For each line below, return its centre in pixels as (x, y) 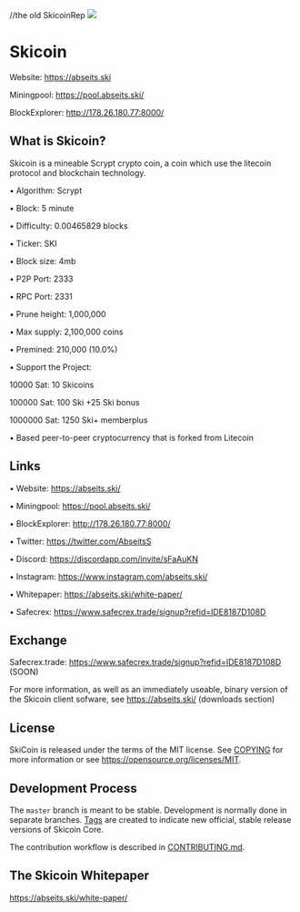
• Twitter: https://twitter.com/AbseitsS (80, 541)
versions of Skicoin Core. (57, 830)
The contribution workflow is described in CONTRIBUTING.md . (127, 847)
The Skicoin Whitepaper (80, 876)
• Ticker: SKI (33, 243)
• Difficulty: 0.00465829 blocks (69, 225)
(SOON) (24, 672)
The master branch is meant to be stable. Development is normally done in (148, 810)
